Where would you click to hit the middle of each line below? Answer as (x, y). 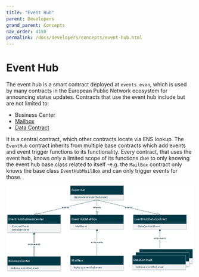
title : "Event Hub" (30, 13)
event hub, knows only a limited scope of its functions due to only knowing (98, 158)
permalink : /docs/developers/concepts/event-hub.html (74, 38)
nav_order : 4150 (26, 32)
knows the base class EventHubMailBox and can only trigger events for (92, 171)
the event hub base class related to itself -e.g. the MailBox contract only (94, 164)
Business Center (35, 115)
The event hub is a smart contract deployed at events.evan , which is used (97, 85)
